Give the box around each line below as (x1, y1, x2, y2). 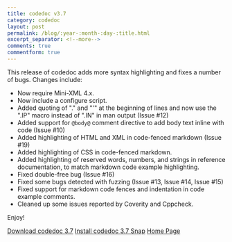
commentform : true (7, 49, 60, 56)
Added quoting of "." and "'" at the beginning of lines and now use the (17, 104, 217, 112)
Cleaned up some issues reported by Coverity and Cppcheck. (17, 200, 194, 208)
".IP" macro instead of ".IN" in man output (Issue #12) (17, 111, 169, 119)
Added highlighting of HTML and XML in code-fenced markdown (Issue (17, 133, 222, 141)
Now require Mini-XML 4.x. (17, 88, 95, 97)
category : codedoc (7, 17, 60, 24)
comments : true (7, 42, 51, 49)
